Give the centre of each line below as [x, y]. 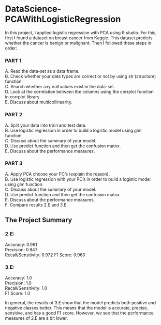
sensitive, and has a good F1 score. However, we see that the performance [79, 313]
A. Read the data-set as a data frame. [42, 71]
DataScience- [33, 9]
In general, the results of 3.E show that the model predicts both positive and [80, 302]
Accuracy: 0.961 [21, 244]
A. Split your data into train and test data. [46, 125]
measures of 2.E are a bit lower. [37, 318]
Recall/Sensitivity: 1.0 [26, 288]
